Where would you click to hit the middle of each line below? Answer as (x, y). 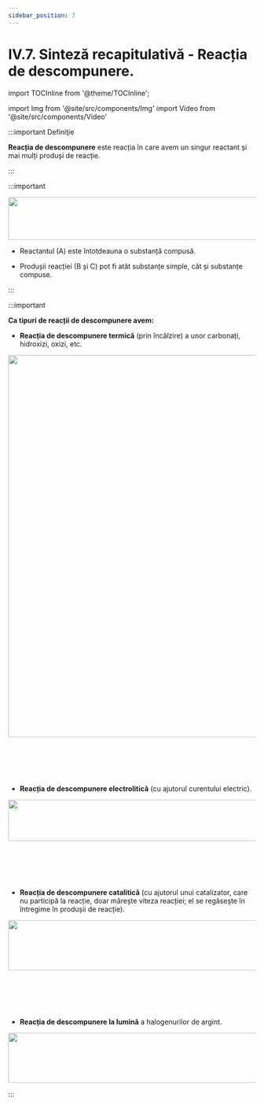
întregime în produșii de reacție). (72, 909)
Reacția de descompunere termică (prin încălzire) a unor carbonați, (130, 335)
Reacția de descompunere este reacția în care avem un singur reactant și (128, 147)
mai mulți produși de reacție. (54, 155)
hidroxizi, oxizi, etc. (51, 344)
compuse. (36, 274)
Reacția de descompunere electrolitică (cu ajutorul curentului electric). (136, 789)
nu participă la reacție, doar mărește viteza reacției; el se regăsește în (132, 900)
